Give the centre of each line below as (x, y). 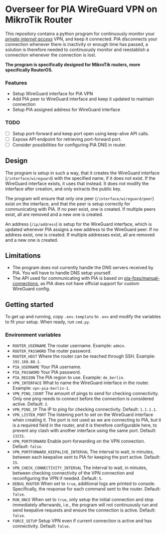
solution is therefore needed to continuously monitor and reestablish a (77, 49)
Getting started (29, 304)
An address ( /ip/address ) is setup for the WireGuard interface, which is (79, 224)
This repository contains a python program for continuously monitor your (80, 33)
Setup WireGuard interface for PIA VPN (53, 94)
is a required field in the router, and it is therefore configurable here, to (84, 425)
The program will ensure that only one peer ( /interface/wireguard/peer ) (80, 198)
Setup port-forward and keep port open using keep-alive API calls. (81, 133)
